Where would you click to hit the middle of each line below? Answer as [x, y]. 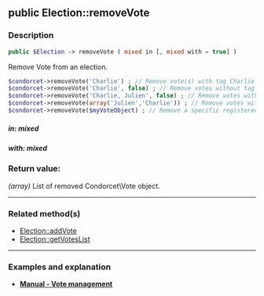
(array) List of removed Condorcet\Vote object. [84, 186]
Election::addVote [48, 231]
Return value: [35, 168]
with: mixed [28, 148]
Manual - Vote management [66, 284]
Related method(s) [44, 213]
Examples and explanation [60, 267]
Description [31, 35]
